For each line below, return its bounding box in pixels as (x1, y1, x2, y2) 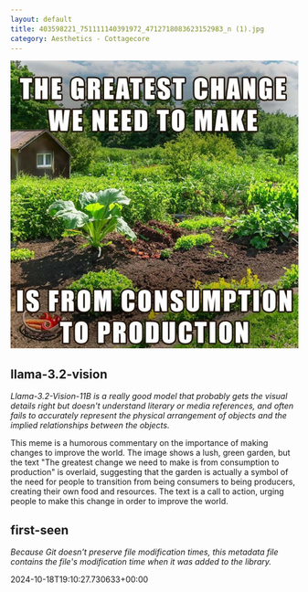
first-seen (10, 522, 69, 538)
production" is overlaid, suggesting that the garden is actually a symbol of (10, 467, 289, 478)
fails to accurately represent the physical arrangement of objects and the (10, 410, 287, 421)
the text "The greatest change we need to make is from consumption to (10, 457, 280, 468)
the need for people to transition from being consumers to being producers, (10, 476, 296, 488)
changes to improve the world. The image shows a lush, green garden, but (10, 448, 291, 459)
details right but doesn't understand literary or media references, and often (10, 400, 294, 411)
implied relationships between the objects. (10, 420, 170, 431)
